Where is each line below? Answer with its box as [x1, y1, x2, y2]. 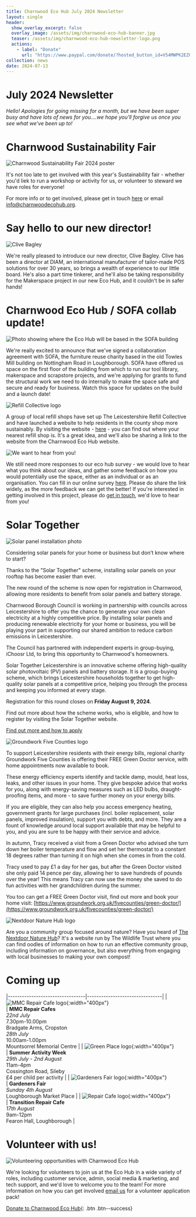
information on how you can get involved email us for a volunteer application [6, 1187, 190, 1194]
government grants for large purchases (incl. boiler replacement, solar [6, 810, 175, 817]
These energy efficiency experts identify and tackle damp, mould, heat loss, [6, 773, 189, 781]
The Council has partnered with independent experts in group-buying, [6, 644, 175, 651]
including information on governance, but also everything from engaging [6, 947, 181, 954]
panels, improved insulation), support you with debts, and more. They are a [6, 816, 187, 823]
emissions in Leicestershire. [6, 633, 73, 640]
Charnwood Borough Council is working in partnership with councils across [6, 602, 188, 609]
